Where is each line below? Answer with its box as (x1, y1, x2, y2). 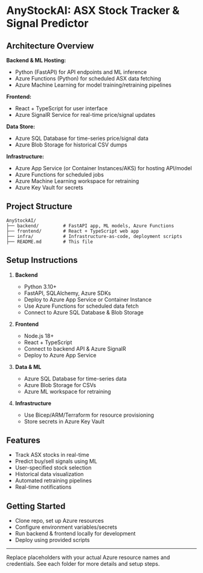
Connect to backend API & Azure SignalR (24, 345, 126, 352)
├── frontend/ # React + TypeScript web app (6, 228, 139, 234)
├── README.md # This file (6, 239, 94, 245)
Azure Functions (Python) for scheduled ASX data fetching (14, 75, 161, 82)
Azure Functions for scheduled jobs (14, 171, 104, 178)
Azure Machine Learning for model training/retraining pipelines (14, 81, 172, 88)
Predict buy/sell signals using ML (14, 458, 98, 465)
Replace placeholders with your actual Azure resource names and (6, 554, 170, 561)
